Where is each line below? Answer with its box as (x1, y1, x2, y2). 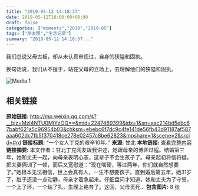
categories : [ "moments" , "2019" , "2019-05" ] (6, 25, 112, 31)
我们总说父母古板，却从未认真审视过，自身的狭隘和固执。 (6, 53, 146, 60)
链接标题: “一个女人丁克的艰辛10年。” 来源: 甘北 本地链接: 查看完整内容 (22, 139, 192, 146)
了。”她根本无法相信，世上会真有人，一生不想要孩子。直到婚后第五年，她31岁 (6, 168, 192, 175)
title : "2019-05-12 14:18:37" (6, 8, 81, 15)
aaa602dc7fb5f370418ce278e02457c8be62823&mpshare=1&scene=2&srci (6, 132, 190, 139)
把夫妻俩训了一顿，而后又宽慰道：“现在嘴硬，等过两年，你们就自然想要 (6, 161, 179, 168)
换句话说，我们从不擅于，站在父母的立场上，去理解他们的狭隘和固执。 (6, 66, 177, 73)
